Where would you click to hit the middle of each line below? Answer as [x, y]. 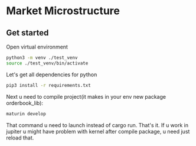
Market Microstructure [63, 11]
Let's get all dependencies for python [52, 74]
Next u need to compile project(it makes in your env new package [86, 96]
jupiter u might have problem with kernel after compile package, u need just [98, 131]
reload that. [20, 138]
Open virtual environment [37, 47]
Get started [27, 33]
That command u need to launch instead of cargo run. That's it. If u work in [97, 125]
